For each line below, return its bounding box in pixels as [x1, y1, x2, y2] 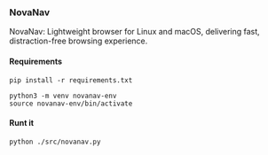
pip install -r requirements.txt [9, 75, 133, 85]
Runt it [9, 118, 34, 128]
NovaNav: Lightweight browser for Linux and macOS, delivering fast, [9, 27, 260, 37]
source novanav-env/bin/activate [9, 99, 133, 108]
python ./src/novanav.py [9, 137, 101, 146]
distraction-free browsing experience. [9, 35, 148, 46]
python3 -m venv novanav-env [9, 91, 117, 100]
